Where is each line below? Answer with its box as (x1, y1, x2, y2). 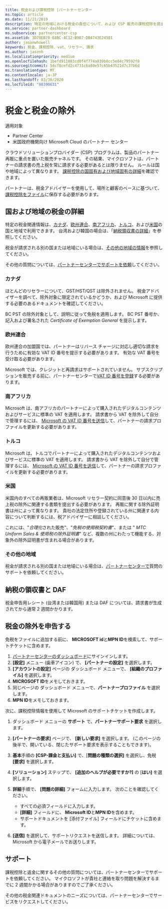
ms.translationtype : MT (5, 68, 55, 73)
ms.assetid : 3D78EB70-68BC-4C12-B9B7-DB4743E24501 (5, 36, 113, 41)
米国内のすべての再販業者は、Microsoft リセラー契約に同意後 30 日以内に (5, 495, 156, 501)
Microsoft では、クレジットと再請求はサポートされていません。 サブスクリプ (5, 367, 163, 373)
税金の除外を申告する (5, 622, 71, 631)
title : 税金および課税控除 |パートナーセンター (5, 7, 92, 13)
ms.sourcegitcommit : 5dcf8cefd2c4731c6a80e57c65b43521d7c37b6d (5, 63, 140, 68)
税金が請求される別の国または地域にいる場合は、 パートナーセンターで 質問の (5, 563, 163, 569)
